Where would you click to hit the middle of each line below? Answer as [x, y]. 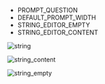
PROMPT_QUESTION [48, 10]
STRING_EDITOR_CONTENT [58, 32]
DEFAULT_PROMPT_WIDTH [57, 17]
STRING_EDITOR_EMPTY [54, 25]
